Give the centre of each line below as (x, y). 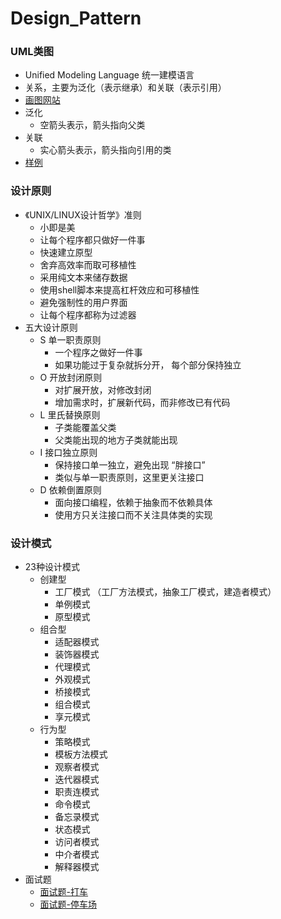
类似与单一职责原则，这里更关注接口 (129, 477)
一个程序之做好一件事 (98, 352)
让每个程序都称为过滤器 (88, 314)
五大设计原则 (51, 327)
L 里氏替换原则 (70, 414)
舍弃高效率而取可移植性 (88, 264)
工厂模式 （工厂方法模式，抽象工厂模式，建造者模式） (165, 592)
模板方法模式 (81, 754)
